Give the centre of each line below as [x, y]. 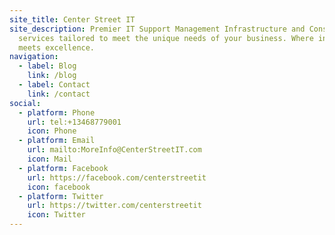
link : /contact [59, 94]
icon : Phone [52, 131]
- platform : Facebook [63, 168]
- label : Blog [47, 66]
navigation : [34, 57]
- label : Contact [54, 85]
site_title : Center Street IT [72, 19]
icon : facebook [59, 187]
